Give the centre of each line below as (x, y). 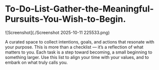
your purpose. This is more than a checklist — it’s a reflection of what (74, 47)
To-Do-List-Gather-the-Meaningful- (79, 9)
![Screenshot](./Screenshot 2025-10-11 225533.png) (57, 32)
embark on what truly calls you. (36, 62)
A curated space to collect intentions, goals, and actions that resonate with (80, 42)
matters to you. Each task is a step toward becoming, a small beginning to (79, 52)
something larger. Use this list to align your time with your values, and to (77, 57)
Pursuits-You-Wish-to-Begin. (65, 19)
